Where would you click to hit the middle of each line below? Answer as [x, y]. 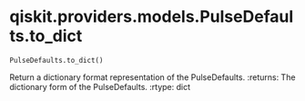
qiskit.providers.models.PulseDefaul [152, 17]
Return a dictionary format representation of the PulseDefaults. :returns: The [152, 77]
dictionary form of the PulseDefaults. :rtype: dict [100, 86]
